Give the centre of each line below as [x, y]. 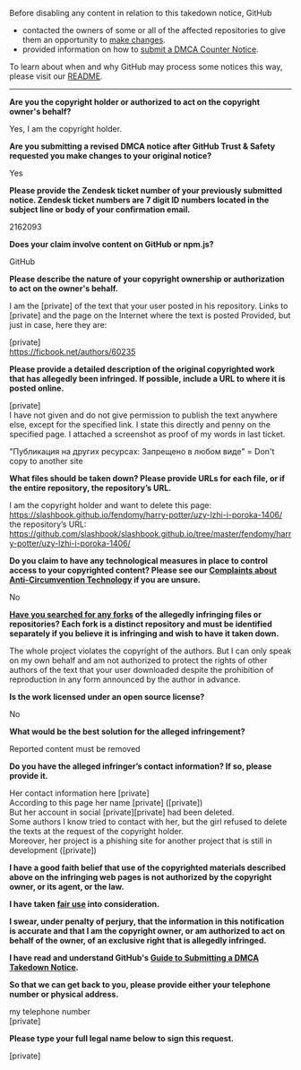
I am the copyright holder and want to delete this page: [111, 505]
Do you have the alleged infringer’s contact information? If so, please [141, 766]
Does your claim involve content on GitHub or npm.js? [112, 244]
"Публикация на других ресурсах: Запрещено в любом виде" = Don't [142, 451]
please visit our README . [56, 76]
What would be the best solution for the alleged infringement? [127, 731]
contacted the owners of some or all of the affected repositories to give [154, 30]
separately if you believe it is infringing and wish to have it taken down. [144, 634]
